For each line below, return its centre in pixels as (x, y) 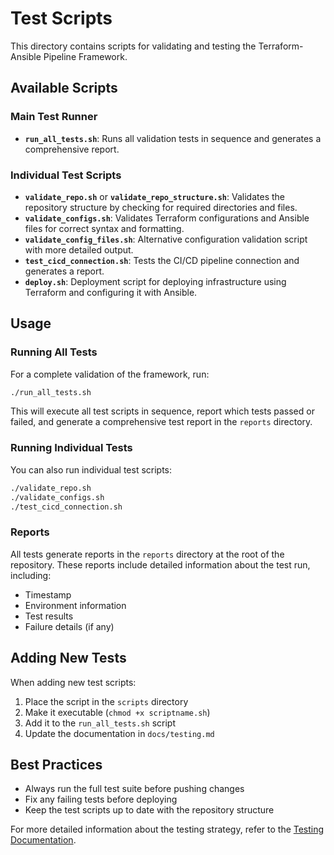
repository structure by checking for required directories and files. (161, 207)
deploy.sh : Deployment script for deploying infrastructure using (155, 281)
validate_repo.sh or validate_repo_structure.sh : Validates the (154, 196)
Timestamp (48, 594)
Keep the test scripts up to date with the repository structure (149, 810)
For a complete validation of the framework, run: (110, 374)
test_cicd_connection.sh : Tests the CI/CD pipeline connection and (162, 260)
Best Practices (56, 764)
